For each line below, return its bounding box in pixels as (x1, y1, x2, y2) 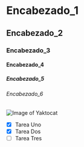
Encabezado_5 (6, 75, 44, 82)
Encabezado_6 (6, 91, 44, 98)
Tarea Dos (15, 128, 41, 135)
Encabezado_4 (6, 61, 44, 69)
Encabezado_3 (6, 46, 50, 55)
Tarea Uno (15, 121, 41, 128)
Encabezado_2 (6, 28, 63, 38)
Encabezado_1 (6, 4, 79, 18)
